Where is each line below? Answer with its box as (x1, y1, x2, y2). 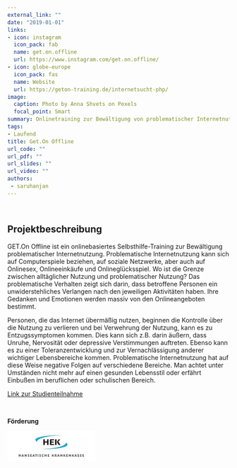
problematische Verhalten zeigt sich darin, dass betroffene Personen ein (7, 280, 218, 288)
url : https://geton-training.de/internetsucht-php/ (13, 85, 169, 93)
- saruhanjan (10, 183, 49, 190)
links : (7, 26, 27, 33)
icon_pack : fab (13, 41, 59, 49)
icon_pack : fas (13, 71, 59, 78)
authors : (7, 175, 33, 183)
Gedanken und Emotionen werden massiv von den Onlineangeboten (7, 294, 205, 303)
